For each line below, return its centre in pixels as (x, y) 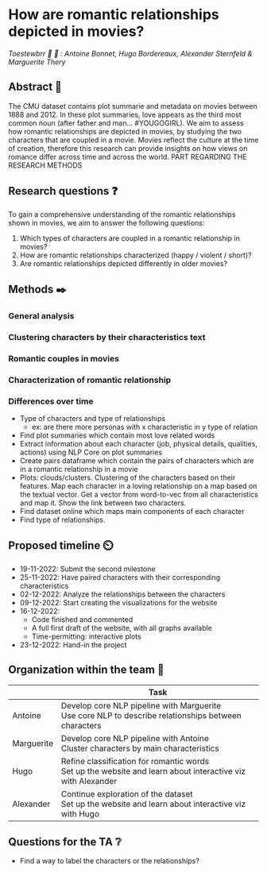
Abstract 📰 (35, 87)
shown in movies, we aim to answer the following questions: (106, 222)
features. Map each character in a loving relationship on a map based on (138, 485)
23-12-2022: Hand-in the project (73, 644)
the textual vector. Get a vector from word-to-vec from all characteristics (139, 494)
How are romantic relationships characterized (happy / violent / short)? (135, 255)
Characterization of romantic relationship (90, 380)
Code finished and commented (82, 619)
